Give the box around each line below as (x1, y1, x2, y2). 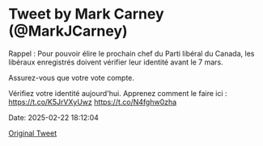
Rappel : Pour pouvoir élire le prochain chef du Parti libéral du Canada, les (8, 48, 255, 58)
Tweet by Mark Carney (8, 5, 164, 23)
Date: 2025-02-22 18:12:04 (8, 112, 100, 122)
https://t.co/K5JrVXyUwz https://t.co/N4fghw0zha (8, 97, 177, 106)
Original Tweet (8, 128, 57, 138)
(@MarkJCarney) (8, 22, 128, 40)
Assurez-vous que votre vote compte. (8, 73, 135, 82)
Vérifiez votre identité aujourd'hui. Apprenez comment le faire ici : (8, 88, 228, 98)
